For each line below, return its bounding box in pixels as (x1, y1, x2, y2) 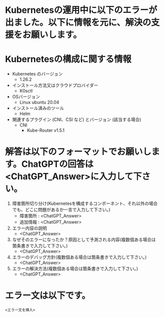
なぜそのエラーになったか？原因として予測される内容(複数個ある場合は (12, 237, 156, 242)
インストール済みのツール (12, 105, 64, 111)
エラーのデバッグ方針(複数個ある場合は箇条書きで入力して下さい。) (12, 254, 147, 260)
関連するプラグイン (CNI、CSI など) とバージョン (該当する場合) (12, 117, 141, 122)
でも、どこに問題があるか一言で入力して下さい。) (12, 207, 110, 213)
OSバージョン (12, 94, 40, 100)
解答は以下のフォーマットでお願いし (5, 146, 152, 158)
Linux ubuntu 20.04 (19, 99, 59, 105)
